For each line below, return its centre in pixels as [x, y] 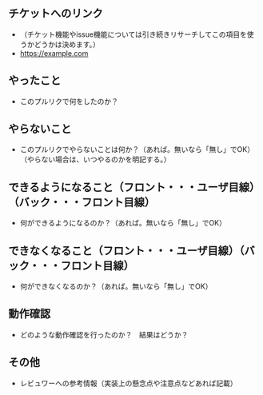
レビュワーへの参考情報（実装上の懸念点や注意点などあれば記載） [128, 383]
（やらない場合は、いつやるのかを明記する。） [95, 160]
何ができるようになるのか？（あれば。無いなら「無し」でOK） [123, 223]
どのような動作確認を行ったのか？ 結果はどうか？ [104, 334]
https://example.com [54, 53]
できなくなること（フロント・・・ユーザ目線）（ [127, 251]
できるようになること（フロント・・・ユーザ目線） [134, 187]
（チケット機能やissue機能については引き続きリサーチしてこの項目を [133, 34]
